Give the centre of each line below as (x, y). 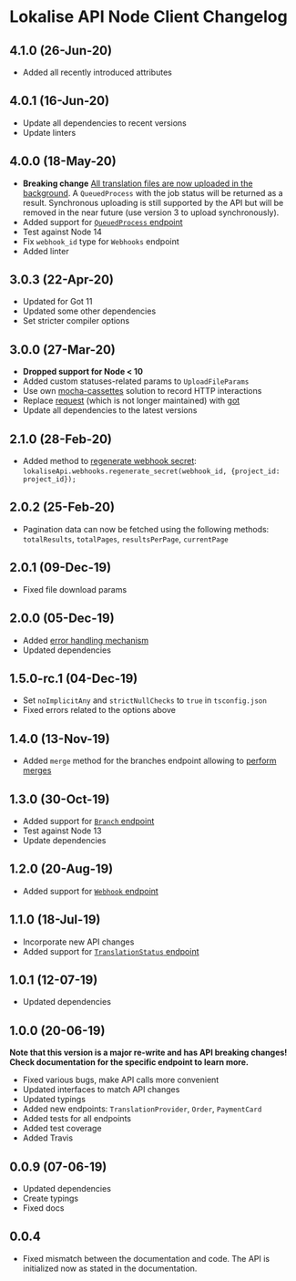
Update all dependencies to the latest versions (110, 410)
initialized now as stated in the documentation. (110, 1268)
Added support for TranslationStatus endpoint (111, 951)
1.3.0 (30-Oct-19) (60, 799)
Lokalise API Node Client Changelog (149, 17)
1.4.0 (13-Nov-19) (60, 739)
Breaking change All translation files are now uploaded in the (138, 183)
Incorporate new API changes (78, 942)
